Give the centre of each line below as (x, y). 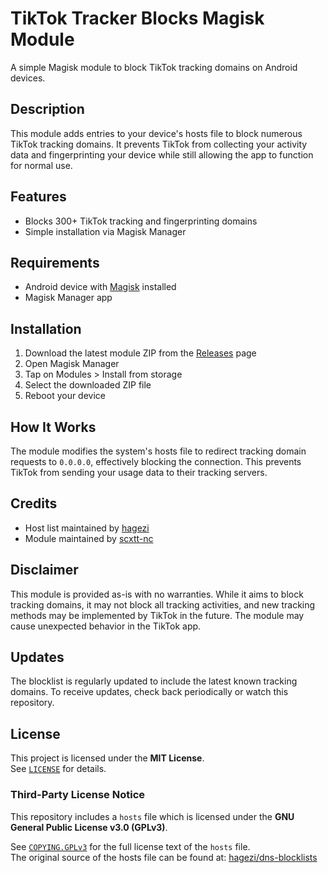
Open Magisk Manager (72, 364)
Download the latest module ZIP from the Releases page (140, 353)
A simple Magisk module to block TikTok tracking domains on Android (154, 67)
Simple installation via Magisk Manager (105, 231)
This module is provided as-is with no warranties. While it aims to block (157, 594)
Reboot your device (65, 396)
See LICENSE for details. (58, 769)
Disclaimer (44, 570)
